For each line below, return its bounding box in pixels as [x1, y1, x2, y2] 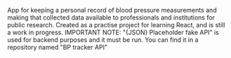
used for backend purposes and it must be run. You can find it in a [7, 36, 199, 44]
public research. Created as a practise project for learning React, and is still [7, 21, 225, 29]
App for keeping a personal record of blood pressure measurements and [7, 6, 217, 14]
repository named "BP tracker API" [7, 43, 108, 51]
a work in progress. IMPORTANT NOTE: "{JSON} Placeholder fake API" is [7, 28, 219, 36]
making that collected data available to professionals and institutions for [7, 13, 216, 22]
